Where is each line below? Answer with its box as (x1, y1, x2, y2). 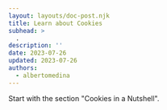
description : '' (8, 42, 63, 50)
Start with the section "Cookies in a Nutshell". (8, 93, 160, 103)
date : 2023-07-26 (8, 49, 67, 57)
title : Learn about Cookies (8, 19, 103, 27)
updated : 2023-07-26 (8, 57, 78, 65)
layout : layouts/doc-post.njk (8, 11, 111, 20)
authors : (8, 64, 38, 72)
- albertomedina (15, 71, 70, 79)
